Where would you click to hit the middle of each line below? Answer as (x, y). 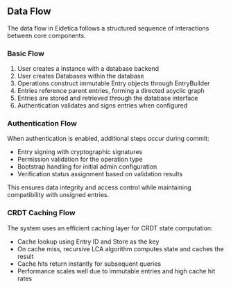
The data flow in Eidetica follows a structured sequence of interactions (108, 28)
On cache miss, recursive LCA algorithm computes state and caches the (120, 248)
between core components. (46, 35)
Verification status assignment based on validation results (100, 174)
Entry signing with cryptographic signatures (80, 152)
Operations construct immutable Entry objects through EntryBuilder (113, 83)
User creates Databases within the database (80, 76)
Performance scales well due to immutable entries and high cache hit (116, 271)
